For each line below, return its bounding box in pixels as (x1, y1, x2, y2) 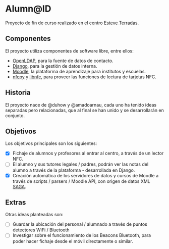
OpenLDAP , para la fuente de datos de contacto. (12, 58, 114, 64)
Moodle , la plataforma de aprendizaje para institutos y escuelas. (12, 68, 146, 74)
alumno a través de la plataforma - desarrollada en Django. (12, 167, 135, 173)
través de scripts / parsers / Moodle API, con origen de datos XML (12, 178, 150, 184)
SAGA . (12, 183, 26, 189)
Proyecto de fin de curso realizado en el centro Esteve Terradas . (5, 20, 139, 26)
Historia (5, 88, 31, 97)
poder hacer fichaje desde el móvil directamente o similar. (12, 238, 134, 244)
